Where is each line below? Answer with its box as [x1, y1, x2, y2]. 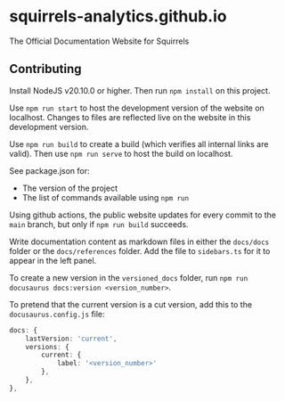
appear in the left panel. [9, 255, 97, 266]
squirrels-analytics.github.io [9, 6, 227, 27]
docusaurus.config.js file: [9, 308, 105, 319]
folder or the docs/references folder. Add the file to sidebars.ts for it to [9, 245, 271, 256]
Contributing [9, 61, 82, 77]
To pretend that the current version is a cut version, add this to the [9, 299, 252, 309]
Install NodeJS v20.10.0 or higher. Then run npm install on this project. [9, 85, 271, 95]
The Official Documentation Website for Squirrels [9, 36, 190, 46]
